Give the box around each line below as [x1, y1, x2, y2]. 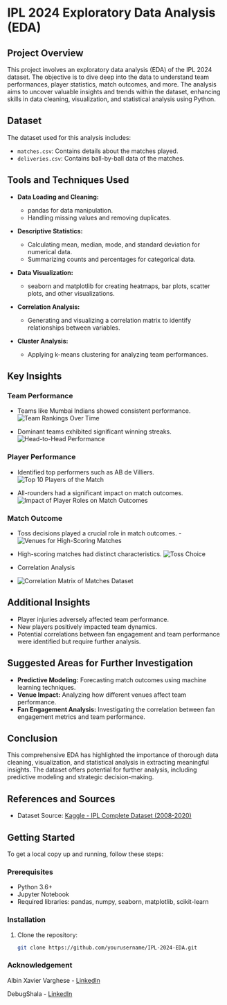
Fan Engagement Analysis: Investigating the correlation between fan [17, 705, 215, 713]
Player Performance [7, 452, 76, 462]
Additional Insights [7, 597, 91, 609]
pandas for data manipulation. [27, 206, 113, 214]
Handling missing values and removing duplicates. [27, 213, 172, 222]
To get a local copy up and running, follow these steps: [7, 850, 164, 858]
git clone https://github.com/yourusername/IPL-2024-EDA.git [17, 944, 198, 951]
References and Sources [7, 793, 116, 805]
